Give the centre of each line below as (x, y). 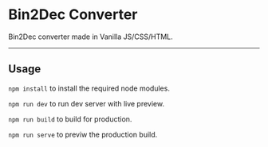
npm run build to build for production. (70, 119)
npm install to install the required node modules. (89, 88)
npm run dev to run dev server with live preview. (87, 103)
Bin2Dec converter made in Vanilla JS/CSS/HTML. (91, 37)
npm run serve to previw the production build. (83, 134)
